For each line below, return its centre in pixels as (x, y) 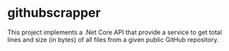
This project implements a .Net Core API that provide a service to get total (115, 32)
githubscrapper (54, 13)
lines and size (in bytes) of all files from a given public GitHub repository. (113, 39)
